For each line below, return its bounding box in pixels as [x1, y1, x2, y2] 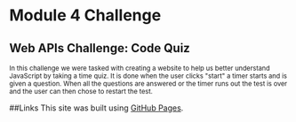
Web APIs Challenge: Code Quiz [9, 41, 191, 56]
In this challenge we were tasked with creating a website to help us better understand [9, 64, 270, 72]
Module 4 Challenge [9, 5, 162, 26]
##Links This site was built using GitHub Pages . [9, 103, 184, 113]
